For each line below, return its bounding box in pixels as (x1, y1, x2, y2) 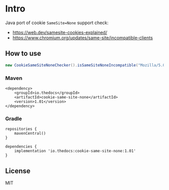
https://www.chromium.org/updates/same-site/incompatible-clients (12, 35, 153, 41)
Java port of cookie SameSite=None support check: (5, 20, 109, 26)
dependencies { (5, 144, 37, 149)
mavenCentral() (14, 131, 46, 136)
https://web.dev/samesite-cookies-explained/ (12, 29, 107, 35)
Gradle (5, 115, 22, 122)
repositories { (5, 127, 37, 132)
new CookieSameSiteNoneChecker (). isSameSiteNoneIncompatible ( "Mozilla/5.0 (5, 62, 165, 68)
